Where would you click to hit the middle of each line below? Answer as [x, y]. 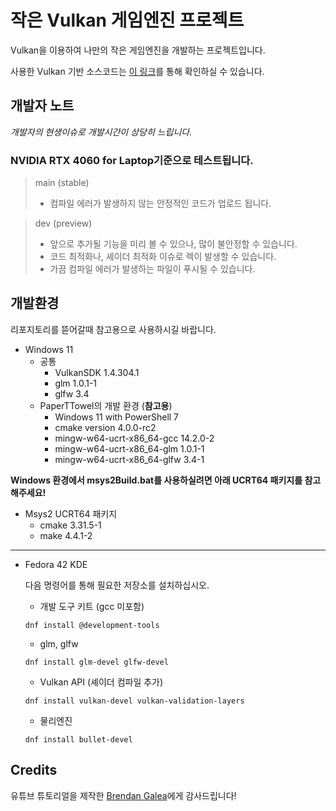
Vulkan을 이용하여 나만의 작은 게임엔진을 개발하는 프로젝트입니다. [138, 50]
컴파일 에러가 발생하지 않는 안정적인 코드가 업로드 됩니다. [160, 203]
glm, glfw [59, 643]
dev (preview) [63, 223]
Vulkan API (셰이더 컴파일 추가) [101, 682]
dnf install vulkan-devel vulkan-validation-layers [134, 701]
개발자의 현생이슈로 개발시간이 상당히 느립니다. [101, 132]
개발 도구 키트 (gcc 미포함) [92, 606]
